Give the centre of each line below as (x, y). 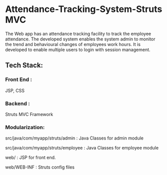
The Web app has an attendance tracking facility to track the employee (78, 33)
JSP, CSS (15, 90)
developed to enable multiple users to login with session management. (78, 49)
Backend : (17, 103)
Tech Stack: (24, 65)
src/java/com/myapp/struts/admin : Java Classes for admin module (74, 138)
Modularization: (25, 127)
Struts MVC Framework (29, 114)
